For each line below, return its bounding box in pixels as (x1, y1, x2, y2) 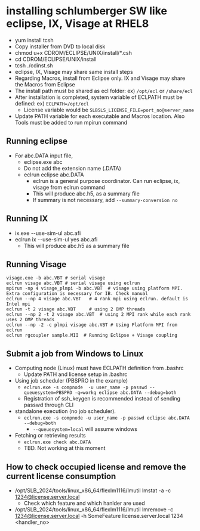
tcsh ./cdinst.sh (14, 61, 53, 69)
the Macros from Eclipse (14, 80, 76, 88)
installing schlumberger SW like (6, 4, 167, 18)
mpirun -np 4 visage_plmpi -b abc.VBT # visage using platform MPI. (6, 285, 183, 291)
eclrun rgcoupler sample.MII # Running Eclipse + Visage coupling (6, 333, 178, 339)
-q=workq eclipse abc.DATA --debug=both (74, 390, 177, 396)
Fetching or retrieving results (14, 432, 86, 439)
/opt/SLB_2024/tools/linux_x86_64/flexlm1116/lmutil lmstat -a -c (14, 487, 171, 494)
